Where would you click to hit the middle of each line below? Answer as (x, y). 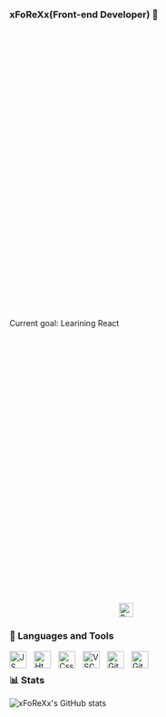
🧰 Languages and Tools (62, 636)
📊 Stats (27, 680)
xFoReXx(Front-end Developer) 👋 (84, 15)
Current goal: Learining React (64, 324)
